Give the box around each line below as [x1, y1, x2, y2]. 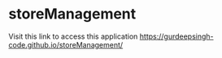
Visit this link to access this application [8, 31, 138, 41]
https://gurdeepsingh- [139, 31, 214, 41]
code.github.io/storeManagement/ [8, 39, 124, 49]
